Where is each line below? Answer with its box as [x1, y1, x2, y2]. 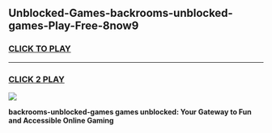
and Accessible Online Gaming [8, 115, 114, 125]
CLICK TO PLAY [8, 44, 71, 55]
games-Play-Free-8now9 [8, 19, 139, 33]
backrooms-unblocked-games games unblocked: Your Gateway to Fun [8, 106, 253, 116]
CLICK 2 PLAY [8, 73, 65, 85]
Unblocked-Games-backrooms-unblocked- [8, 6, 233, 20]
